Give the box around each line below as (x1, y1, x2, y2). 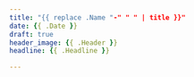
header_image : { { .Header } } (9, 38, 118, 47)
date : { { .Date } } (9, 21, 78, 30)
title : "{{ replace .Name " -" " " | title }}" (9, 13, 186, 22)
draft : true (9, 30, 54, 38)
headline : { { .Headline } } (9, 47, 110, 56)
